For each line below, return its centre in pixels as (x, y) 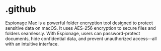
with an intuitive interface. (32, 44)
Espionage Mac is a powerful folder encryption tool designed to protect (79, 23)
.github (21, 9)
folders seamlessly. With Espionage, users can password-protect (73, 33)
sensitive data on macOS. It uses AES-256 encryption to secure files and (80, 28)
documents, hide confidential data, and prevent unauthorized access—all (81, 39)
